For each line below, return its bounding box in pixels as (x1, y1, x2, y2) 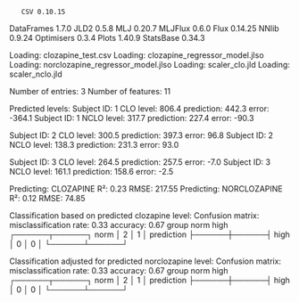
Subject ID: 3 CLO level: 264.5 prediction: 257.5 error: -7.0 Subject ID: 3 (9, 157, 270, 167)
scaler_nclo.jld (9, 69, 62, 79)
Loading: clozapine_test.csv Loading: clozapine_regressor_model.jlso (9, 50, 265, 61)
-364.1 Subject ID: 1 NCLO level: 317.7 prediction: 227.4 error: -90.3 (9, 113, 254, 123)
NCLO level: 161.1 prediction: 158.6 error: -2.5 (9, 167, 174, 176)
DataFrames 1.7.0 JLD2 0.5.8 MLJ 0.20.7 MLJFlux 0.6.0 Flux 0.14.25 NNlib (9, 23, 279, 34)
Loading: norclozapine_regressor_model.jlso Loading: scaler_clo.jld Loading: (9, 60, 290, 69)
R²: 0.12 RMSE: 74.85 (9, 193, 87, 203)
